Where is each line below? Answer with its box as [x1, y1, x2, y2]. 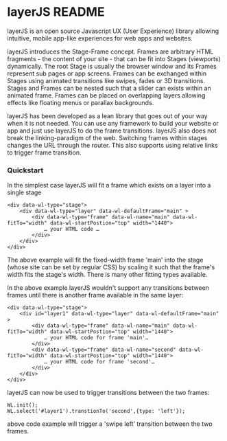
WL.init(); [7, 402, 38, 409]
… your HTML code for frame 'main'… [43, 335, 149, 341]
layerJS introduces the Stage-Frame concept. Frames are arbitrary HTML [7, 47, 214, 56]
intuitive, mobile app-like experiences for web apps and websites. [7, 34, 193, 42]
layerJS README [7, 4, 105, 20]
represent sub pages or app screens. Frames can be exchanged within [7, 69, 207, 78]
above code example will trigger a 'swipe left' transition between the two [7, 420, 213, 428]
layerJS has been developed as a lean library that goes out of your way [7, 111, 208, 120]
